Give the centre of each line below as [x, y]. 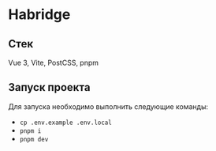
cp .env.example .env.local [65, 123]
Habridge [39, 15]
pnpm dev [34, 139]
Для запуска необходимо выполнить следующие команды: [108, 106]
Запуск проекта [49, 87]
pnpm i [30, 131]
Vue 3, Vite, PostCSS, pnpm [54, 62]
